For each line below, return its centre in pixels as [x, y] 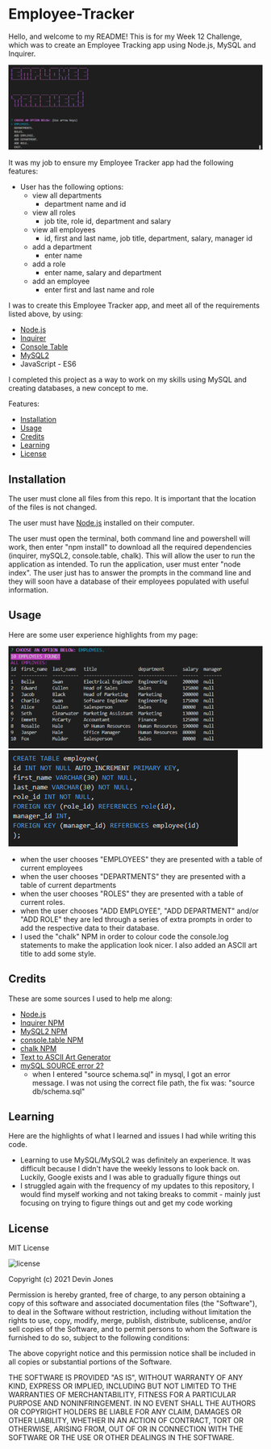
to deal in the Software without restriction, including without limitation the [130, 1312]
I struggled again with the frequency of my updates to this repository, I [137, 1186]
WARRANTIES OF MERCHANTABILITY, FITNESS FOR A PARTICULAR [122, 1395]
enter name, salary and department [103, 273]
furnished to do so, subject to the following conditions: [99, 1338]
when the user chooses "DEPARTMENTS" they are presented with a [133, 876]
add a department [62, 247]
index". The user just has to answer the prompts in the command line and [130, 573]
